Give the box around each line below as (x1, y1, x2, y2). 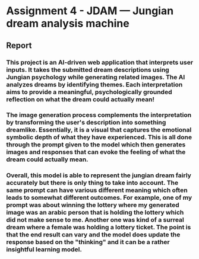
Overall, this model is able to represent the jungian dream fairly (6, 171, 192, 180)
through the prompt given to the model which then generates (6, 140, 186, 149)
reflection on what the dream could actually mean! (6, 95, 155, 103)
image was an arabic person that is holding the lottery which (6, 209, 184, 217)
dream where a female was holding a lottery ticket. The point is (6, 223, 191, 232)
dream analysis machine (6, 17, 129, 30)
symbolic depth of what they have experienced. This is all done (6, 133, 192, 142)
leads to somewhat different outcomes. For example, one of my (6, 194, 192, 202)
